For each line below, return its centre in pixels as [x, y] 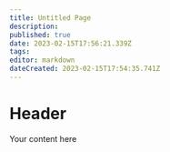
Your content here [43, 138]
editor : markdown [42, 60]
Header [38, 114]
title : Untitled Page [50, 18]
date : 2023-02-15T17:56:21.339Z [70, 43]
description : [34, 26]
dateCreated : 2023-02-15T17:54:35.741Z [85, 69]
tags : [20, 52]
